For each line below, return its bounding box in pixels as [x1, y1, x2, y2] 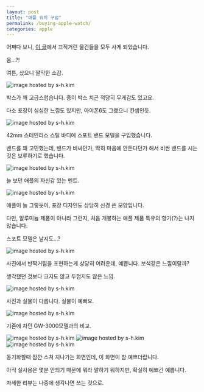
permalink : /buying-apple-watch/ [6, 20, 91, 26]
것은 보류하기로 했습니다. [6, 152, 65, 159]
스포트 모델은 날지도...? [6, 235, 61, 242]
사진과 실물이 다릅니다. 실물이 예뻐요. [6, 298, 94, 305]
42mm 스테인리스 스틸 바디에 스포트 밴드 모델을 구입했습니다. [6, 131, 152, 139]
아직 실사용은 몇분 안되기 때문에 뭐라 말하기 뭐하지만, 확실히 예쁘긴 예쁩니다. [6, 366, 187, 374]
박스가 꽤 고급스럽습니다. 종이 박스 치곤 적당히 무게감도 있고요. [6, 94, 154, 101]
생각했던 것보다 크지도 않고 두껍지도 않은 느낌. [6, 273, 116, 280]
